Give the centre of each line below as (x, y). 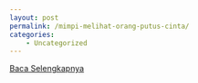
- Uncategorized (57, 43)
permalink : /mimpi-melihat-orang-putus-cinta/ (99, 26)
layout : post (34, 18)
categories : (32, 34)
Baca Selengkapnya (47, 69)
